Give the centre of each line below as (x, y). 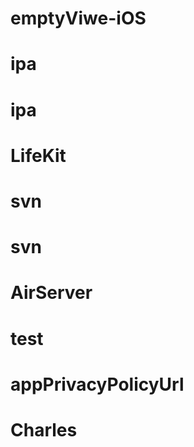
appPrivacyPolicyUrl (97, 384)
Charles (44, 429)
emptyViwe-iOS (78, 18)
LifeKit (38, 155)
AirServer (51, 293)
